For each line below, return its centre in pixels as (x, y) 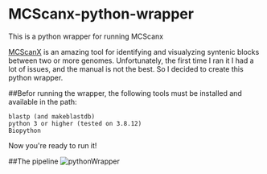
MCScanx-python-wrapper (101, 14)
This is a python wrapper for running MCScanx (86, 36)
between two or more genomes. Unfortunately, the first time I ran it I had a (131, 60)
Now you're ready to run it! (53, 145)
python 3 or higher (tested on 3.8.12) (75, 123)
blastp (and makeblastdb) (51, 116)
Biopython (25, 130)
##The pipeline (33, 161)
